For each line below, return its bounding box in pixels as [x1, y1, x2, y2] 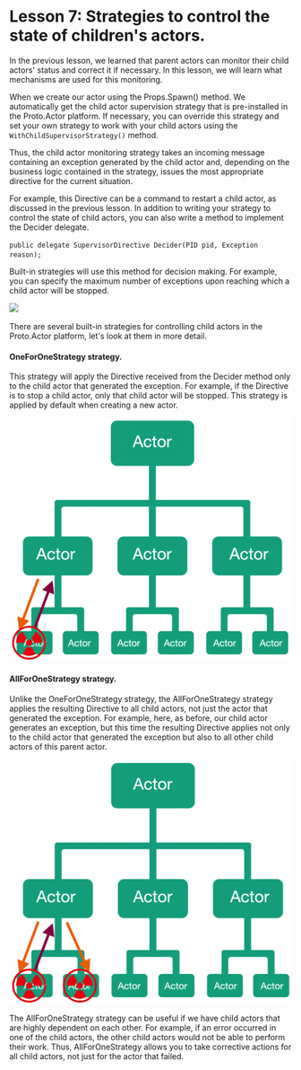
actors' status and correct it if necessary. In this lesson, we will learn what [9, 65, 282, 75]
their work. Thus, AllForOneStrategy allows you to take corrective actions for [9, 1041, 292, 1052]
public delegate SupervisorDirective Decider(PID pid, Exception [9, 241, 258, 250]
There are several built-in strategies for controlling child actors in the [9, 320, 262, 331]
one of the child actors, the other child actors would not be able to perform [9, 1032, 286, 1043]
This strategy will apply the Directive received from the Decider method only [9, 371, 291, 382]
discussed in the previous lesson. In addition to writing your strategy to [9, 202, 271, 213]
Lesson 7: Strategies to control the [9, 6, 271, 27]
